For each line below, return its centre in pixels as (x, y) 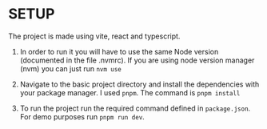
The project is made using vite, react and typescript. (94, 36)
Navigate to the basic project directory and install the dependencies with (139, 84)
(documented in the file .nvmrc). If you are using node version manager (137, 60)
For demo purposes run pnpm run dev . (82, 116)
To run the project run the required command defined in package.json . (135, 108)
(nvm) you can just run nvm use (71, 68)
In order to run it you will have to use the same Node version (119, 51)
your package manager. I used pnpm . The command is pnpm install (130, 92)
